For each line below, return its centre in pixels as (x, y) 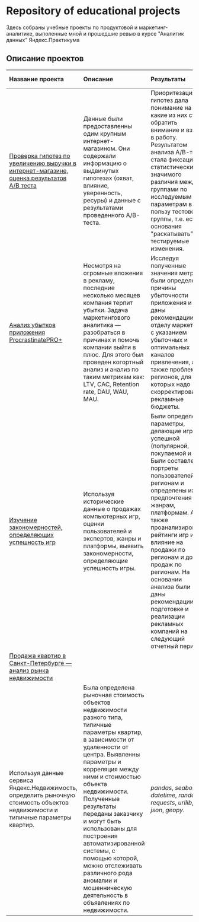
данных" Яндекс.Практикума (43, 40)
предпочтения (171, 498)
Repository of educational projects (93, 11)
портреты (165, 468)
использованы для (110, 828)
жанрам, (163, 505)
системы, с (99, 851)
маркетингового (107, 317)
